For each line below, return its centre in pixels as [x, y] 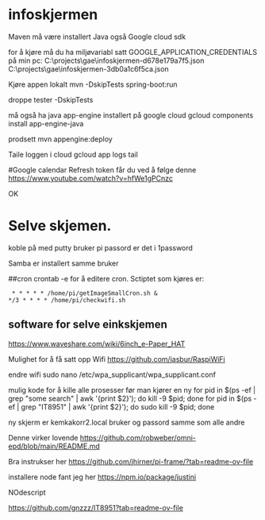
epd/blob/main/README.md [54, 446]
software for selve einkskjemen [88, 325]
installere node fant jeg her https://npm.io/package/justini [102, 477]
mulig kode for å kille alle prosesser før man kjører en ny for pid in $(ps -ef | [132, 390]
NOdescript [27, 492]
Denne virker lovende [43, 437]
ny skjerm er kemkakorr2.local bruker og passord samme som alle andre [127, 422]
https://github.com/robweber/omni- [138, 437]
